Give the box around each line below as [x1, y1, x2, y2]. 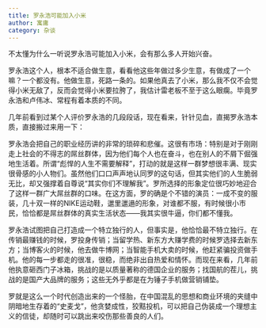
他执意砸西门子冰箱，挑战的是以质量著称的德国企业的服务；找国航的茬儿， [8, 265, 251, 274]
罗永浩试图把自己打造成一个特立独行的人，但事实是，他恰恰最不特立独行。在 [8, 225, 258, 235]
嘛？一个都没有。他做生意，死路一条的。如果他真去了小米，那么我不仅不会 [8, 76, 251, 86]
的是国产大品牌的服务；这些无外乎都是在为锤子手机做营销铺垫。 [14, 275, 223, 284]
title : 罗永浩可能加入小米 [8, 11, 87, 20]
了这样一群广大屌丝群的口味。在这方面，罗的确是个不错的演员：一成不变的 [8, 189, 251, 198]
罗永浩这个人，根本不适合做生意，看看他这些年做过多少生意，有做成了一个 [8, 66, 251, 75]
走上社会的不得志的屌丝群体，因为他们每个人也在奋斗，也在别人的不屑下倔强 [8, 149, 258, 158]
